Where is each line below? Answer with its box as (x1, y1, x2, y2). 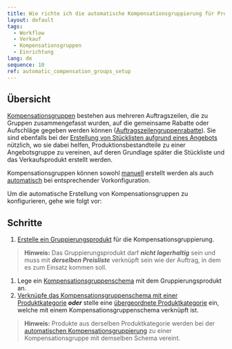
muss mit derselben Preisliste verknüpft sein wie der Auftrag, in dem (23, 256, 221, 264)
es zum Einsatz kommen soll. (23, 263, 107, 272)
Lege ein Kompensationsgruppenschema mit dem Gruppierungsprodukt (17, 277, 222, 285)
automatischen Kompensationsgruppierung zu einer (23, 327, 173, 335)
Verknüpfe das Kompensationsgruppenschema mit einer (17, 291, 178, 300)
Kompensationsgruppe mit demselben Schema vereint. (23, 334, 181, 342)
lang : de (7, 55, 32, 62)
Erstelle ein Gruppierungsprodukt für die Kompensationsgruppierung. (17, 235, 215, 243)
